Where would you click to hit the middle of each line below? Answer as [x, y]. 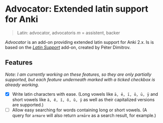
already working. [22, 85]
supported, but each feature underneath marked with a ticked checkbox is [80, 79]
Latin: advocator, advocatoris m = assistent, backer [69, 33]
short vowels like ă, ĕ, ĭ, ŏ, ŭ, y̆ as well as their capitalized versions [83, 99]
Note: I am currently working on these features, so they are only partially [78, 74]
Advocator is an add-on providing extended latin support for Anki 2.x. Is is [80, 42]
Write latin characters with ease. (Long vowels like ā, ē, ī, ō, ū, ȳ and [85, 94]
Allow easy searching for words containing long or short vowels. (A [80, 110]
